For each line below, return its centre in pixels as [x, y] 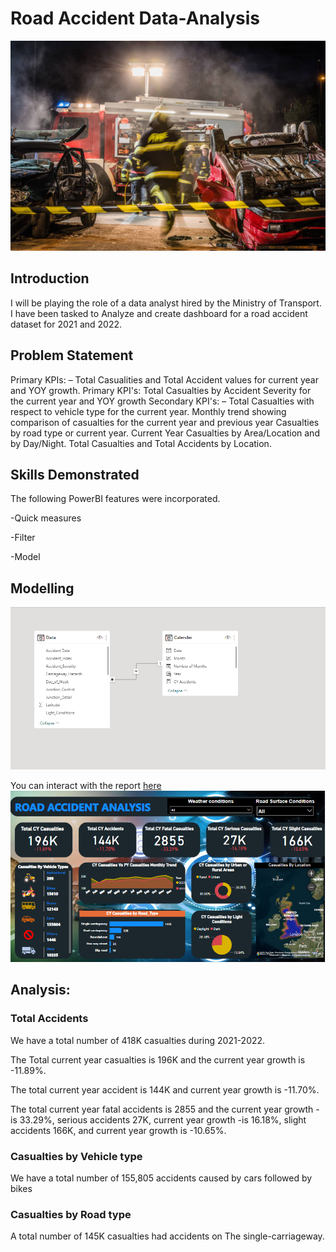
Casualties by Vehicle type [76, 1156]
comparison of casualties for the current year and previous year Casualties [165, 422]
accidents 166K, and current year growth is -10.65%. [118, 1130]
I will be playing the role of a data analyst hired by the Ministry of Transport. [166, 303]
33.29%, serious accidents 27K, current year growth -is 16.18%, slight [163, 1119]
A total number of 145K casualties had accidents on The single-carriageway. [167, 1236]
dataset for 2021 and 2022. [66, 324]
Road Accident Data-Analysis [135, 18]
